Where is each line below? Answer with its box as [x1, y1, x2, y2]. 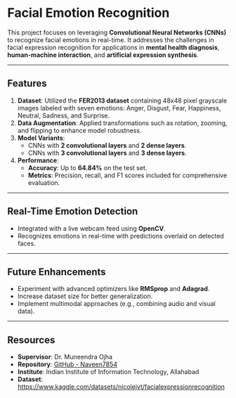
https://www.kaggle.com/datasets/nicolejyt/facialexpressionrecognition [17, 383, 225, 391]
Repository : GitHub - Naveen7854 [17, 360, 118, 368]
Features [7, 77, 47, 89]
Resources [7, 334, 55, 346]
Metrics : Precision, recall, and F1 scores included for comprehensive [27, 171, 228, 179]
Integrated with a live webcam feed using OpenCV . [17, 224, 166, 233]
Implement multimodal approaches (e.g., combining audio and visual [17, 300, 216, 308]
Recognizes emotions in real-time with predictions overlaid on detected [17, 231, 225, 240]
